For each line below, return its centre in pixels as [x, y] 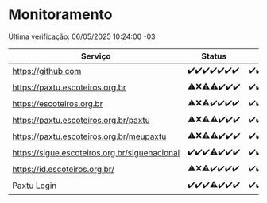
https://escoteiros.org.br [58, 104]
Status [214, 56]
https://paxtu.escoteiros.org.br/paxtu [81, 121]
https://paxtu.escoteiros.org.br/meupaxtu [89, 136]
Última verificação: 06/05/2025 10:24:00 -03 [82, 36]
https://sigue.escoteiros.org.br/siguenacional [96, 153]
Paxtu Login [35, 186]
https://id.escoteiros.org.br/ [64, 170]
